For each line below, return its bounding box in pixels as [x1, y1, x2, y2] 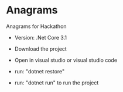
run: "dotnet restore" [14, 68, 65, 75]
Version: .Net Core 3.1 [14, 34, 67, 41]
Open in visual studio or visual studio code [14, 56, 118, 63]
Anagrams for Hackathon [6, 23, 67, 30]
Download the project [14, 45, 67, 52]
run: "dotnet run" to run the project [14, 79, 99, 86]
